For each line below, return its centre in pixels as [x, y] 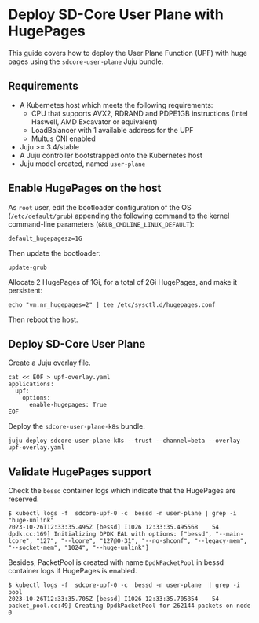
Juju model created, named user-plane [82, 164]
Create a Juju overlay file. [50, 363]
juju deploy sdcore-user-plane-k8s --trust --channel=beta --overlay [124, 441]
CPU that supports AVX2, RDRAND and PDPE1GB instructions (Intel [140, 113]
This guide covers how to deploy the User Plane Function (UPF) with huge [128, 53]
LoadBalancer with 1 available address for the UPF [112, 130]
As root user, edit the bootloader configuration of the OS [100, 207]
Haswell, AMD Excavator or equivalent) [95, 122]
